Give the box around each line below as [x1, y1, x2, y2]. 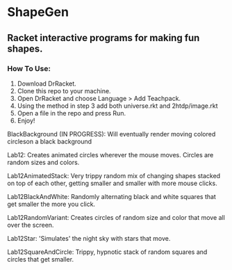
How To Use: [7, 63, 51, 73]
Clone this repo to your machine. [17, 86, 111, 95]
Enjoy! [17, 116, 35, 125]
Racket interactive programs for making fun [7, 32, 200, 44]
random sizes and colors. [7, 158, 80, 166]
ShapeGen [7, 4, 69, 20]
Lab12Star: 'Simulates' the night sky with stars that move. [7, 234, 171, 242]
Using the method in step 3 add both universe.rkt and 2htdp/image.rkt [17, 102, 218, 110]
